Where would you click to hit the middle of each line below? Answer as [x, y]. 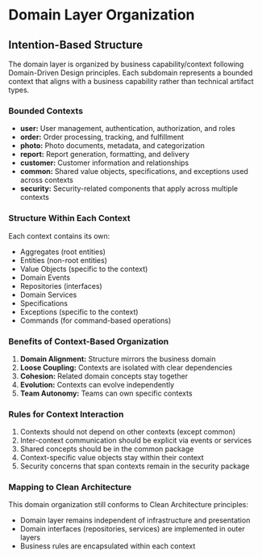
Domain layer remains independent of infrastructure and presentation [135, 520]
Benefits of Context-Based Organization [89, 341]
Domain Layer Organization [102, 15]
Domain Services [48, 294]
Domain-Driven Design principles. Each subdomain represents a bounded [131, 73]
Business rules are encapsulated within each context [108, 546]
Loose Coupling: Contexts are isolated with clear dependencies [126, 367]
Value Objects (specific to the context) [84, 269]
